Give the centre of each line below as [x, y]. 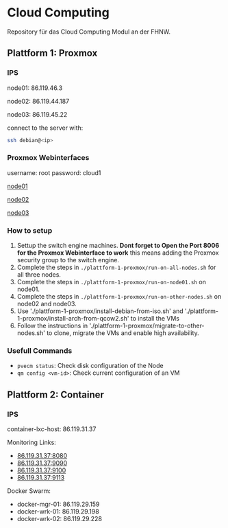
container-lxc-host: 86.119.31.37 [52, 429]
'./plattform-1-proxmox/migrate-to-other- [147, 326]
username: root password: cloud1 [54, 172]
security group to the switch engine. [68, 260]
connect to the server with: [45, 128]
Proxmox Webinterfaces [48, 158]
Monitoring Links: [31, 443]
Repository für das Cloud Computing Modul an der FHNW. [89, 32]
